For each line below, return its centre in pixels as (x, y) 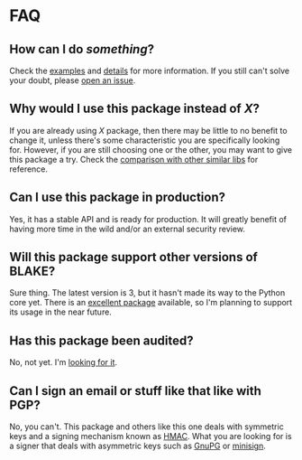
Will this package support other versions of (134, 257)
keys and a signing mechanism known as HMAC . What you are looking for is (151, 437)
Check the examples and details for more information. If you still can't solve (150, 70)
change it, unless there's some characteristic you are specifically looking (145, 140)
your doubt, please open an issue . (73, 80)
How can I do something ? (82, 49)
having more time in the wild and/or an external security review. (128, 229)
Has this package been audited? (101, 340)
